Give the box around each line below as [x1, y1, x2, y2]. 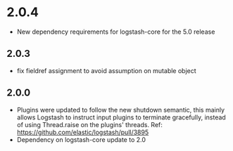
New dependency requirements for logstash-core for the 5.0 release [16, 27, 215, 36]
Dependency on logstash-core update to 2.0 [16, 135, 146, 144]
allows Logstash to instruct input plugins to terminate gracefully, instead [16, 113, 226, 122]
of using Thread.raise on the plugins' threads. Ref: [16, 120, 163, 129]
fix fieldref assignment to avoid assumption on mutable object [16, 66, 196, 74]
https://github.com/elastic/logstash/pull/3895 [16, 128, 149, 136]
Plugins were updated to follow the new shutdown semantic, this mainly [16, 105, 225, 114]
